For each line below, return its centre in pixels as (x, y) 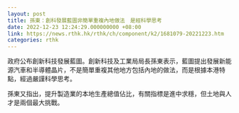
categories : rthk (33, 40)
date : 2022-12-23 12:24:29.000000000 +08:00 (74, 27)
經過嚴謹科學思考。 (48, 79)
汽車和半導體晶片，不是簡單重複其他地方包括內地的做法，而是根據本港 (116, 70)
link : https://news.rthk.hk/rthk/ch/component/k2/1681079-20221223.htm (116, 34)
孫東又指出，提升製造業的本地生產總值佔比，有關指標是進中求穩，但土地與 (116, 94)
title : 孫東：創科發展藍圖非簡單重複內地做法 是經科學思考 (85, 20)
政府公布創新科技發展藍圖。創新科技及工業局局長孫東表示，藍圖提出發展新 (116, 61)
